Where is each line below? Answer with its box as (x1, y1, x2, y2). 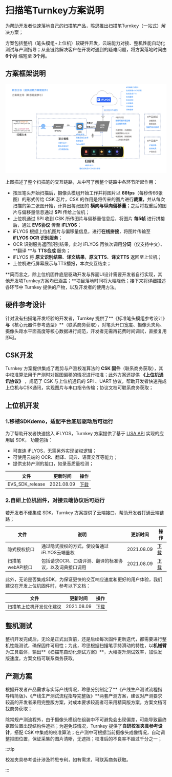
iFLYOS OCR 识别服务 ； (12, 235, 63, 241)
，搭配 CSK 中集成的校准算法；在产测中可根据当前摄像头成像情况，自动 (10, 729, 161, 735)
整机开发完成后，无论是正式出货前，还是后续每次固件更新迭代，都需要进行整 (5, 636, 167, 642)
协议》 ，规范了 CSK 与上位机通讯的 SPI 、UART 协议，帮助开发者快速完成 (9, 378, 167, 384)
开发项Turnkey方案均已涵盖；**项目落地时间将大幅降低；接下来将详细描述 (9, 278, 166, 284)
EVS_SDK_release (7, 481, 46, 488)
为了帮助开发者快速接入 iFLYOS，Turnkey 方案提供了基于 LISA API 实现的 (5, 431, 160, 437)
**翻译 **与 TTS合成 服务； (12, 247, 71, 254)
